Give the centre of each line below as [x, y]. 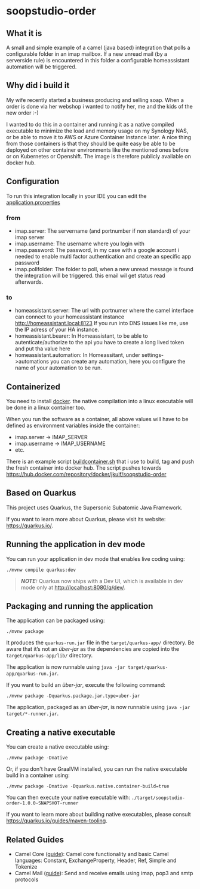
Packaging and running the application [80, 606]
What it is [24, 33]
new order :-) [22, 113]
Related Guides [35, 840]
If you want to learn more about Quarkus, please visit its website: [86, 519]
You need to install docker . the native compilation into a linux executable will [100, 401]
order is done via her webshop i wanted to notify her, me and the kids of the [99, 106]
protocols [27, 879]
